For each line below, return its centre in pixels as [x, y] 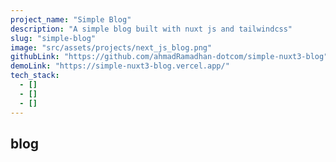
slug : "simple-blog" [53, 38]
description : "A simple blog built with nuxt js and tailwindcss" [151, 29]
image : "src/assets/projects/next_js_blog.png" [111, 47]
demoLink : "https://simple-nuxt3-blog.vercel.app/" [120, 66]
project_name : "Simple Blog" [71, 19]
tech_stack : [35, 76]
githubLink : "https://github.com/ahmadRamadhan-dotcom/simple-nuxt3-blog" [169, 57]
